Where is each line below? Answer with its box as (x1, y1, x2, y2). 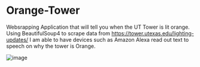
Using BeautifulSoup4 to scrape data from (6, 29, 111, 36)
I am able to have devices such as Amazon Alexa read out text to (29, 36, 189, 43)
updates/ (6, 36, 29, 43)
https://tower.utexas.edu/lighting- (111, 29, 195, 36)
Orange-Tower (6, 4, 80, 17)
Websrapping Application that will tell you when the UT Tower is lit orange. (6, 23, 190, 31)
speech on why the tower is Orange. (6, 42, 96, 50)
